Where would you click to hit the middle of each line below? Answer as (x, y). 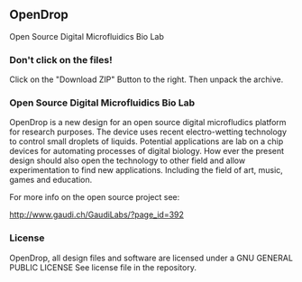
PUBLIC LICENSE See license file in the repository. (103, 267)
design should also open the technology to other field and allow (128, 160)
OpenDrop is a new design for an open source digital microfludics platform (148, 123)
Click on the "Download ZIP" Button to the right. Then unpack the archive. (146, 79)
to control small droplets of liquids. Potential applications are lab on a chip (146, 141)
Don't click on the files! (61, 59)
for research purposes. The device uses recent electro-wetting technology (148, 132)
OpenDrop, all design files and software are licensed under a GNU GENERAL (151, 258)
